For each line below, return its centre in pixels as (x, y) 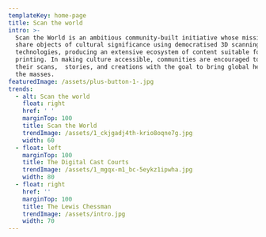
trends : (21, 89)
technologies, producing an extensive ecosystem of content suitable (132, 52)
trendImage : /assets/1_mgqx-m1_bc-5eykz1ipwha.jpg (108, 170)
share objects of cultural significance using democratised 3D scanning (138, 45)
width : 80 (39, 177)
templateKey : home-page (47, 15)
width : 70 (39, 221)
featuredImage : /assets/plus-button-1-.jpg (81, 81)
